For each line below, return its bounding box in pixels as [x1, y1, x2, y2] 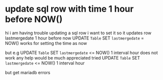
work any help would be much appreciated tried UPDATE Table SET [5, 55, 140, 60]
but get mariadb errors [5, 69, 51, 75]
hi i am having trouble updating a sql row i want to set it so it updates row [5, 30, 152, 36]
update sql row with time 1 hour [5, 3, 134, 15]
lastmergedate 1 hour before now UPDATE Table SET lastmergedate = [5, 35, 145, 41]
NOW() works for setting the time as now [5, 40, 87, 46]
